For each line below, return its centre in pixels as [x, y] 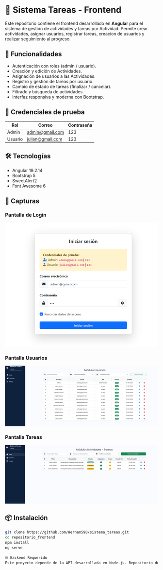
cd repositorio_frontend [30, 537]
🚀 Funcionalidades [33, 54]
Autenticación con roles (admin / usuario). [54, 66]
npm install [17, 542]
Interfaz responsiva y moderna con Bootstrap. [58, 97]
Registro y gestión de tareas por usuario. [53, 81]
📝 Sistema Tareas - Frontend [63, 10]
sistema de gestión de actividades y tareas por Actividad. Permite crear [76, 28]
